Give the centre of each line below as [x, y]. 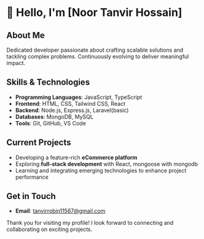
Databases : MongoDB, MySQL [54, 117]
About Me [25, 35]
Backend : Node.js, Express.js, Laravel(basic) [72, 110]
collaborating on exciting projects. [49, 229]
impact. [16, 63]
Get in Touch [31, 196]
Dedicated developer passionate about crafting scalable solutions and [95, 50]
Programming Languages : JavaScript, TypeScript [79, 97]
